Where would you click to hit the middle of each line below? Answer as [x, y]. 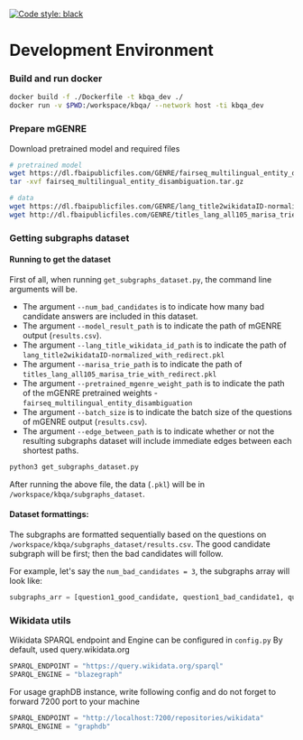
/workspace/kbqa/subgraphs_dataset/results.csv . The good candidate [140, 544]
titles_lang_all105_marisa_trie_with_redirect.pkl [119, 375]
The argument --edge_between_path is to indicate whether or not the [148, 431]
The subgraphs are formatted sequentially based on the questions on [138, 534]
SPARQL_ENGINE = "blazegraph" [66, 675]
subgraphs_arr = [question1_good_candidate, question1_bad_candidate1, [147, 597]
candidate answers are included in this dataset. [110, 316]
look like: [26, 580]
